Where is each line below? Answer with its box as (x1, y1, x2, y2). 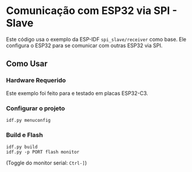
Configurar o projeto (6, 104, 65, 112)
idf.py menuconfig (6, 117, 51, 123)
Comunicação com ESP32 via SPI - (6, 4, 177, 17)
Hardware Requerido (6, 76, 66, 85)
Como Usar (6, 59, 48, 69)
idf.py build (6, 144, 38, 150)
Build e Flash (6, 131, 43, 139)
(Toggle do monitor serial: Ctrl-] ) (6, 159, 88, 167)
